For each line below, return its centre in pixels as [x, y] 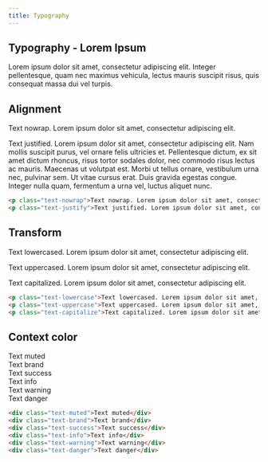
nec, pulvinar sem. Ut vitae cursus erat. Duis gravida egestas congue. [123, 178]
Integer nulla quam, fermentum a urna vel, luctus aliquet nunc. [110, 186]
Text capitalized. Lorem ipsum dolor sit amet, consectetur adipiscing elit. [128, 283]
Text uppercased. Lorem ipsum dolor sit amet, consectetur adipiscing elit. [129, 267]
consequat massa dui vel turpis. [61, 84]
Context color [43, 337]
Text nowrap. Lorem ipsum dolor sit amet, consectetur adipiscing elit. [122, 128]
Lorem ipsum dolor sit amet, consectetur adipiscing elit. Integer [112, 67]
